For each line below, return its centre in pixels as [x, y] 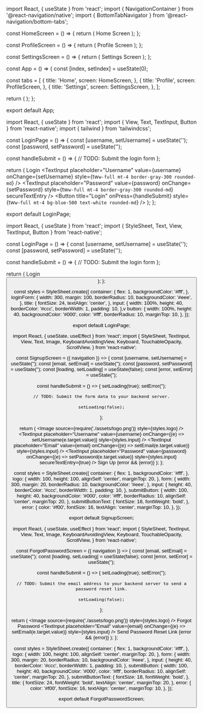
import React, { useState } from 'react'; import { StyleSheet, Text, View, [95, 226]
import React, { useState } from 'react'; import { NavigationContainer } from [100, 9]
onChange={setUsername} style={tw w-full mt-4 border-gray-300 [89, 176]
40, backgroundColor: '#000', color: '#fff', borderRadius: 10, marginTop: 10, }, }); [101, 315]
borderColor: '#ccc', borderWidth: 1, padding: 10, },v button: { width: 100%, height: [101, 309]
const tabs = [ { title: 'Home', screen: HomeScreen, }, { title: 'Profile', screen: [101, 80]
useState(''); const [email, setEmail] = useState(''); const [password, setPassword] [101, 364]
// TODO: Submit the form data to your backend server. [101, 396]
